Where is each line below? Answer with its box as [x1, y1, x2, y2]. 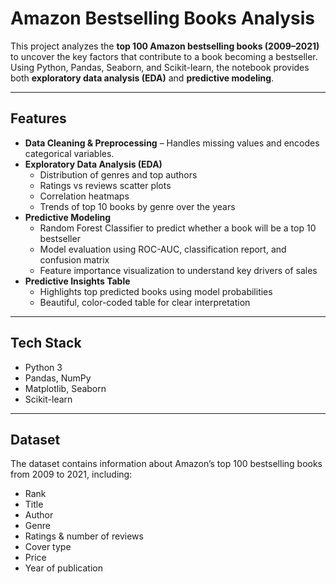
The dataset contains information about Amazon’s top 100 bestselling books [10, 458, 323, 470]
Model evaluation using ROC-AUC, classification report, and [39, 243, 287, 255]
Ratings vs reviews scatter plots [39, 179, 172, 191]
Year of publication [24, 562, 103, 574]
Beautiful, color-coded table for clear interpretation [39, 296, 251, 308]
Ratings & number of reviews [24, 530, 144, 542]
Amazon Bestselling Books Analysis [10, 7, 315, 30]
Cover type [24, 541, 72, 553]
